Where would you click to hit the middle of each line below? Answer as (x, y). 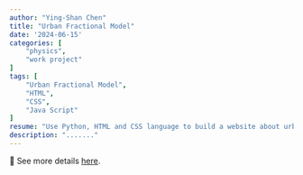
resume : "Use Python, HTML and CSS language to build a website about (145, 127)
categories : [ (36, 43)
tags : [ (24, 77)
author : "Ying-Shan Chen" (58, 18)
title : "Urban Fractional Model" (72, 26)
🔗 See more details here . (55, 161)
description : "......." (54, 135)
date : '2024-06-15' (46, 34)
